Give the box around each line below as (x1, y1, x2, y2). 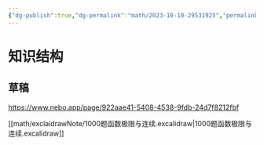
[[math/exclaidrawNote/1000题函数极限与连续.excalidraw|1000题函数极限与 (8, 118, 252, 128)
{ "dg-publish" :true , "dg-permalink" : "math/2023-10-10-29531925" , (8, 11, 223, 20)
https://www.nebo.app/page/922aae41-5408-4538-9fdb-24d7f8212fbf (8, 103, 240, 112)
